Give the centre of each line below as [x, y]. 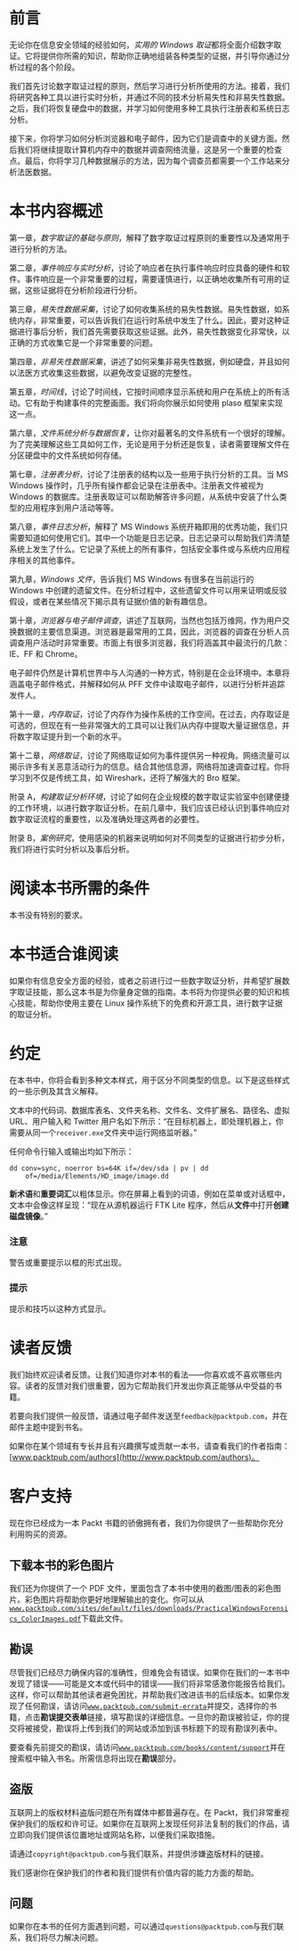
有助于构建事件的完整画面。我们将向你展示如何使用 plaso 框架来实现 [158, 403]
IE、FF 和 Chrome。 [46, 653]
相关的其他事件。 [48, 560]
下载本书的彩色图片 [62, 1565]
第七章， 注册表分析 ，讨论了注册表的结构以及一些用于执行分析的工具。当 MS [149, 474]
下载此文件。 [104, 1618]
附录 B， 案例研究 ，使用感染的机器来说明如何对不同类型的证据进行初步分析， [149, 838]
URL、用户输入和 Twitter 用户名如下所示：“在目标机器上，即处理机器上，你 [146, 1121]
